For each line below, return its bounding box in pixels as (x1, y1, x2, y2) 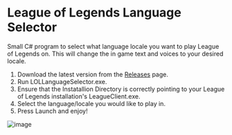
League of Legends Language (7, 5, 181, 21)
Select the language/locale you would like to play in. (17, 99, 166, 107)
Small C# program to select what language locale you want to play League (7, 42, 220, 50)
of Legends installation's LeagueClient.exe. (17, 92, 141, 101)
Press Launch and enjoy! (17, 107, 88, 115)
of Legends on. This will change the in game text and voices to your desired (7, 50, 224, 58)
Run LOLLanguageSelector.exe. (17, 77, 107, 85)
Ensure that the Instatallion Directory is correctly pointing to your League (17, 85, 225, 93)
